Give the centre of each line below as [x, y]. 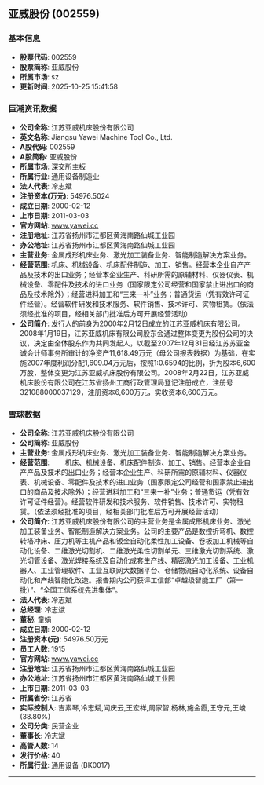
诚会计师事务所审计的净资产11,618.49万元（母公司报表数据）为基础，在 [134, 352]
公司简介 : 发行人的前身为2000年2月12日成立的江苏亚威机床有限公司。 [132, 323]
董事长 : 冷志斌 [42, 736]
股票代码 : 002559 [48, 57]
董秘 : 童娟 [35, 619]
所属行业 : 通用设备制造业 [59, 176]
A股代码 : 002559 [47, 147]
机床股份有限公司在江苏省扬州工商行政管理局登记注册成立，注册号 [126, 382]
